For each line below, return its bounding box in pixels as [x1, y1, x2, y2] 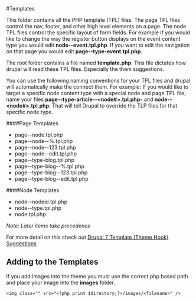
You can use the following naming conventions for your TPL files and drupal [6, 77, 191, 84]
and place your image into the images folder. [6, 279, 116, 286]
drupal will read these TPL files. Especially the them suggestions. [6, 66, 165, 73]
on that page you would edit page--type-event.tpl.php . [6, 48, 143, 55]
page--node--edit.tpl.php [14, 150, 77, 157]
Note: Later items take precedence [6, 222, 91, 229]
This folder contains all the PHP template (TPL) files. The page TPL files [6, 17, 181, 23]
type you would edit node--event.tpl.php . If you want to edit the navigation [6, 41, 190, 48]
